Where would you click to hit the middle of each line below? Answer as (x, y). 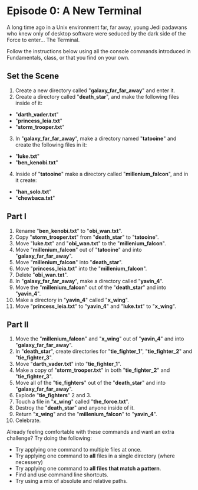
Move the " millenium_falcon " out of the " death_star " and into (91, 287)
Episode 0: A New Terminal (74, 11)
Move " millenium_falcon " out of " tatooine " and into (78, 249)
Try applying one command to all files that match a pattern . (88, 469)
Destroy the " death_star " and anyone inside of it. (75, 408)
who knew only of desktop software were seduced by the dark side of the (96, 33)
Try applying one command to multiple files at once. (78, 450)
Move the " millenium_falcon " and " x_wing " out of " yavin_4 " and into (100, 339)
